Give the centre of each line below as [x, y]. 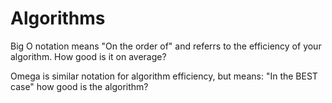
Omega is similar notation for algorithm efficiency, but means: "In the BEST [164, 76]
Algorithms [58, 18]
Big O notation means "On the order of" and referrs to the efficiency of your [166, 46]
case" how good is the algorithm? [79, 86]
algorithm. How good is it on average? [88, 56]
